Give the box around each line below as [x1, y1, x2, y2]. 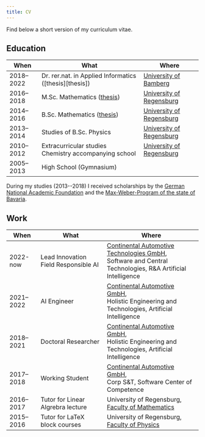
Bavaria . [6, 196, 27, 203]
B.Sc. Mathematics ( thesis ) [41, 110, 119, 119]
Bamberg [143, 79, 170, 88]
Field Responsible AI [40, 260, 99, 269]
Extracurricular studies [41, 141, 107, 150]
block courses [40, 421, 81, 429]
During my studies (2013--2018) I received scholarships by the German [6, 182, 185, 190]
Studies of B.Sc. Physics [41, 128, 111, 137]
